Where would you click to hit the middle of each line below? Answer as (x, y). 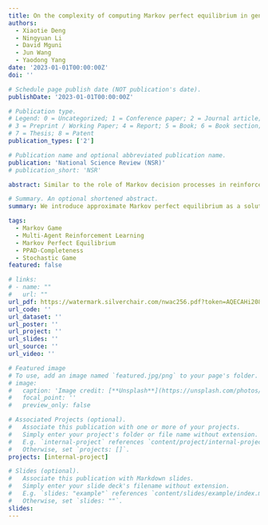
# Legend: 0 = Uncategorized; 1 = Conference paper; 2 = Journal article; (135, 119)
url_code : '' (30, 309)
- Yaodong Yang (41, 61)
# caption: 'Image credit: (57, 391)
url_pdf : (23, 302)
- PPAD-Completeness (49, 251)
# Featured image (37, 368)
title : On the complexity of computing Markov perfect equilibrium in (128, 16)
